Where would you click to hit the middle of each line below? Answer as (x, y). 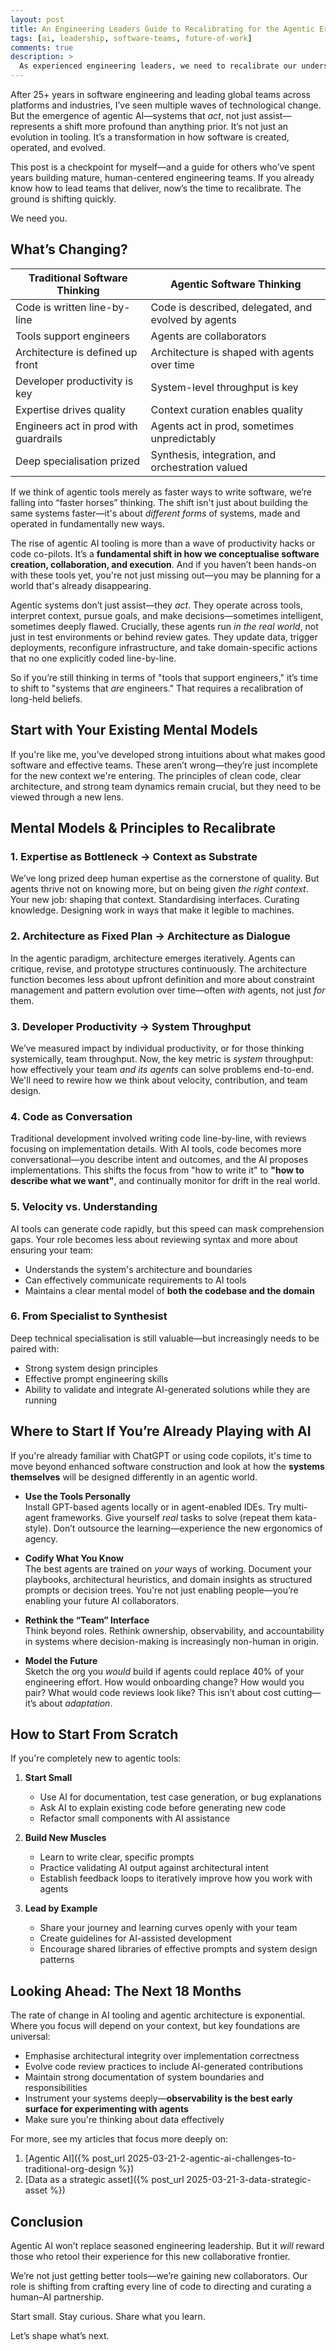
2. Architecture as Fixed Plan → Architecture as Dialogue (150, 936)
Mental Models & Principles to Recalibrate (143, 828)
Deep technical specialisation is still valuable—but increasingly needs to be (165, 1338)
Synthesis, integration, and (213, 454)
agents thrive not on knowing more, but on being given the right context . (159, 889)
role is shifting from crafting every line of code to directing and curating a (161, 2287)
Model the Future (61, 1660)
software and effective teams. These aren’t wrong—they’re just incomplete (164, 765)
